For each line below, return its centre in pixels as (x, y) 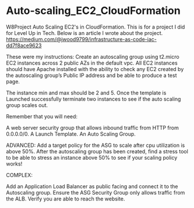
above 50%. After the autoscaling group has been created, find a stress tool (97, 151)
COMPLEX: (20, 175)
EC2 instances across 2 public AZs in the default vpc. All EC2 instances (92, 63)
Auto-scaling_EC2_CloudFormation (93, 11)
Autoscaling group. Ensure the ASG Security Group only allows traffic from (96, 192)
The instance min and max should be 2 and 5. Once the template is (86, 93)
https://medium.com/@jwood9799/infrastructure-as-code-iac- (82, 39)
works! (14, 164)
